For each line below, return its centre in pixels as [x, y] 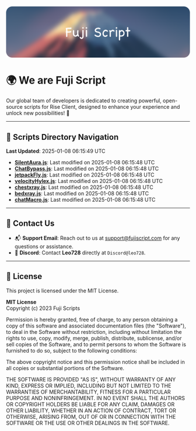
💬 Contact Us [30, 224]
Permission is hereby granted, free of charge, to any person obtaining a [92, 319]
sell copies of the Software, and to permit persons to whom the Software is [96, 344]
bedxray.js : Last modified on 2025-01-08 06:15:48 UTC [82, 194]
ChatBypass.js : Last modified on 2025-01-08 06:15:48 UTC [87, 169]
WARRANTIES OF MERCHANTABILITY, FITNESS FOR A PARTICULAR [88, 392]
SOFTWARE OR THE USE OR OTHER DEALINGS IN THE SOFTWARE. [88, 423]
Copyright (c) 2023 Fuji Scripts [43, 308]
